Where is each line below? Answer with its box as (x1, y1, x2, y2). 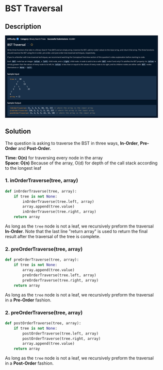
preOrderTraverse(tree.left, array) (22, 273, 97, 278)
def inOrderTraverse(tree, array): (5, 189, 77, 194)
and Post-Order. (17, 145, 51, 151)
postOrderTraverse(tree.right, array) (22, 336, 101, 341)
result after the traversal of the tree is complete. (5, 234, 100, 240)
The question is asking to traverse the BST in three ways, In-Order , (5, 140, 139, 146)
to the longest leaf (5, 165, 42, 171)
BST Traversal (5, 3, 63, 14)
